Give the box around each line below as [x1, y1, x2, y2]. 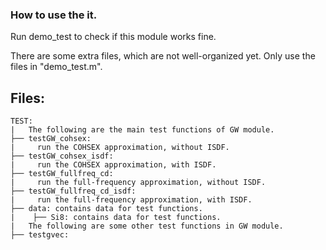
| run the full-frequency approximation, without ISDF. [10, 178, 267, 188]
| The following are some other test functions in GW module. [10, 221, 284, 232]
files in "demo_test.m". [10, 61, 103, 73]
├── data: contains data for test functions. [10, 204, 203, 214]
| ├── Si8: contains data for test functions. [10, 213, 222, 223]
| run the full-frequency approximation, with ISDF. [10, 195, 253, 205]
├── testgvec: [10, 230, 70, 240]
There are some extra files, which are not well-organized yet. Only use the [10, 50, 316, 62]
